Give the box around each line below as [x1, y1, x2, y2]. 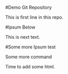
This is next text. [5, 34, 40, 40]
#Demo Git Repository [5, 5, 52, 10]
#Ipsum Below [5, 24, 36, 30]
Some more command [5, 54, 52, 60]
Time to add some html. [5, 64, 55, 69]
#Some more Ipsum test [5, 44, 56, 50]
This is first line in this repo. [5, 14, 64, 20]
